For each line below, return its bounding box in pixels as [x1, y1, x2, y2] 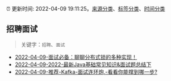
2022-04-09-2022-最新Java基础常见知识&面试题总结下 [14, 61, 152, 68]
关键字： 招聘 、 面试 [20, 41, 66, 48]
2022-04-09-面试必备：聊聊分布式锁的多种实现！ [14, 53, 137, 60]
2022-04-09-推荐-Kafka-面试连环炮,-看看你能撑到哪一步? [14, 68, 158, 75]
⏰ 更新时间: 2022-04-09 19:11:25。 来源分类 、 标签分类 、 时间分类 [6, 5, 166, 12]
